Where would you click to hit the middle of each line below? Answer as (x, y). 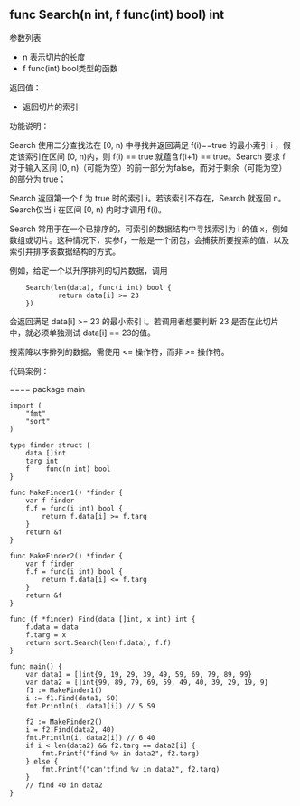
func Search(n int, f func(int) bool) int (117, 15)
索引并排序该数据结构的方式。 (65, 251)
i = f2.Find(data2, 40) (70, 730)
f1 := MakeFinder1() (64, 690)
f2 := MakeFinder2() (64, 722)
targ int (42, 461)
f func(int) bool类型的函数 (70, 68)
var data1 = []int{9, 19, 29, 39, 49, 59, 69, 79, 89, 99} (139, 674)
